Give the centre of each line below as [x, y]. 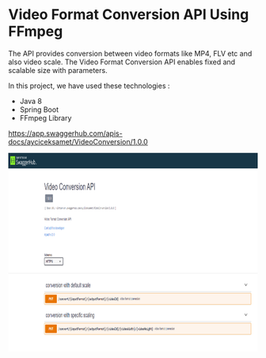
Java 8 [30, 101]
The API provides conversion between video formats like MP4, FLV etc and [130, 53]
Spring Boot [39, 110]
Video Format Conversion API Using [129, 15]
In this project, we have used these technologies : [89, 86]
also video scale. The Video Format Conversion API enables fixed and [122, 62]
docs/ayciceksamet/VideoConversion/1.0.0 [78, 141]
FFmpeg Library [46, 117]
